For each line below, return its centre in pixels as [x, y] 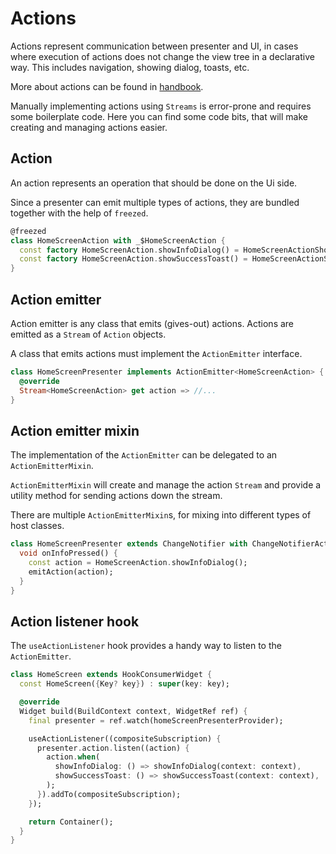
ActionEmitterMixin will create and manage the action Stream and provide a [166, 485]
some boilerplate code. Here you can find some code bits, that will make [159, 116]
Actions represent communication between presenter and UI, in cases [154, 46]
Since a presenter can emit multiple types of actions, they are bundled [155, 202]
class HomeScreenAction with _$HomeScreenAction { [118, 240]
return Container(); [71, 822]
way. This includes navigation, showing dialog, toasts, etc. [130, 67]
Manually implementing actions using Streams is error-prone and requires [161, 106]
